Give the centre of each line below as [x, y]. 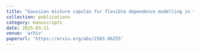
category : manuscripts [34, 22]
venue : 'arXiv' [25, 33]
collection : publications [38, 17]
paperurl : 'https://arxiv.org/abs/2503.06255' [65, 39]
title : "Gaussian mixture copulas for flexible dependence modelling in [98, 11]
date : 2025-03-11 [28, 28]
